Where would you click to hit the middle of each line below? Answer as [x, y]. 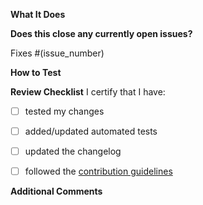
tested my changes [64, 111]
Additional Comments [56, 191]
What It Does [38, 14]
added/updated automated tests [91, 131]
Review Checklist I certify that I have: [88, 92]
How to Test [36, 72]
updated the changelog [73, 151]
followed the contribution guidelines [98, 171]
